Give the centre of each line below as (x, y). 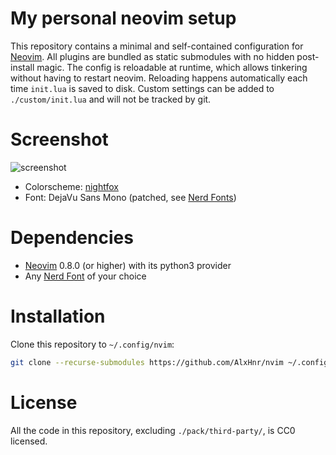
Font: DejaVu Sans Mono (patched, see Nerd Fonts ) (130, 197)
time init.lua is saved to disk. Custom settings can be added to (142, 88)
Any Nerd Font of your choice (85, 276)
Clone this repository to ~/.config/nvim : (92, 344)
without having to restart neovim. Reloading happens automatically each (159, 78)
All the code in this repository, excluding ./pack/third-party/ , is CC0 (153, 430)
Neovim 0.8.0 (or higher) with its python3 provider (128, 265)
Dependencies (72, 238)
